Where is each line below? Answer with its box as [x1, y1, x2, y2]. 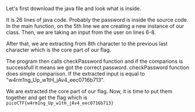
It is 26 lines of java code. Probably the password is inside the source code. [6, 16, 189, 23]
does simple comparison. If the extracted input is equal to [6, 70, 145, 77]
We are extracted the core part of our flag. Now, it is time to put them [6, 88, 173, 94]
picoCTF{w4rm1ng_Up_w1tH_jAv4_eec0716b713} [6, 100, 114, 106]
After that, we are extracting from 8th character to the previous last [6, 40, 168, 47]
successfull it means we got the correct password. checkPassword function [6, 64, 189, 71]
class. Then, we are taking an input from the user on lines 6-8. [6, 29, 156, 36]
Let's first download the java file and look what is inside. [6, 5, 142, 12]
